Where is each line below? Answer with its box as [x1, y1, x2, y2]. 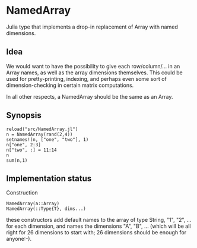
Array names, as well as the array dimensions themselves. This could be [6, 69, 183, 76]
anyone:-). [6, 236, 31, 243]
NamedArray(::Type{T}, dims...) [6, 206, 86, 212]
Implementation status [6, 173, 92, 183]
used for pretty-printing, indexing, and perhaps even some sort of [6, 75, 167, 82]
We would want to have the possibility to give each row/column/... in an [6, 62, 180, 70]
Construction [6, 189, 39, 196]
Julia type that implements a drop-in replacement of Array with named [6, 23, 178, 30]
